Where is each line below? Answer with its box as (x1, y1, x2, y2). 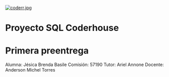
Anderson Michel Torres (5, 67, 55, 73)
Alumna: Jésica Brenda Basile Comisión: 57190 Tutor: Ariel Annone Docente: (5, 61, 164, 67)
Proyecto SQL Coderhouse (5, 22, 119, 33)
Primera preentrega (5, 45, 89, 56)
